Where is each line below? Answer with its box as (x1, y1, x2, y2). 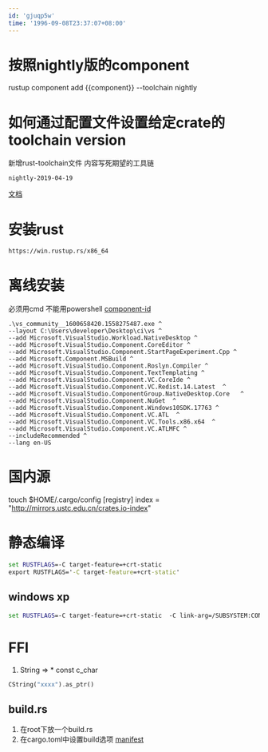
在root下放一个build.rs (19, 725, 93, 734)
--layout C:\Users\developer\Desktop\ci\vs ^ (8, 327, 162, 336)
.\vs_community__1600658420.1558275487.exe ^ (8, 320, 162, 328)
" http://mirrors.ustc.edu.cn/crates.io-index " (8, 503, 152, 513)
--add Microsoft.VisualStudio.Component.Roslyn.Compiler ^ (8, 362, 209, 370)
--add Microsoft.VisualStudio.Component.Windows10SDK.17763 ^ (8, 404, 219, 412)
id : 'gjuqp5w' (8, 11, 56, 20)
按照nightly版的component (8, 56, 190, 74)
